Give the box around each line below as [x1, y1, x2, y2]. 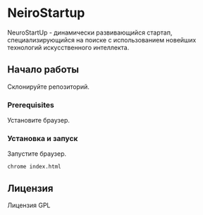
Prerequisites [7, 100, 54, 110]
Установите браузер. [7, 116, 70, 125]
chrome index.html [7, 164, 61, 171]
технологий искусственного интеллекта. [7, 43, 130, 51]
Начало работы [7, 63, 80, 75]
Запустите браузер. [7, 149, 67, 158]
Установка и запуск [7, 133, 78, 143]
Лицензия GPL [7, 201, 51, 209]
